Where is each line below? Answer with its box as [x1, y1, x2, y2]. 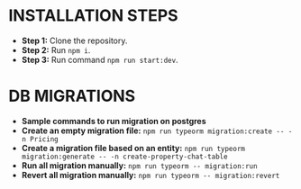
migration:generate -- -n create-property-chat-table [21, 152, 228, 161]
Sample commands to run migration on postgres [21, 115, 206, 126]
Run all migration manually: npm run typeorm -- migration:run [21, 159, 258, 171]
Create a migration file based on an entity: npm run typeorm [21, 142, 245, 153]
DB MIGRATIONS [8, 86, 136, 106]
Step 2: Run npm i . [21, 44, 91, 55]
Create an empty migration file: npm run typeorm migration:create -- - [21, 125, 293, 136]
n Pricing [21, 134, 59, 144]
